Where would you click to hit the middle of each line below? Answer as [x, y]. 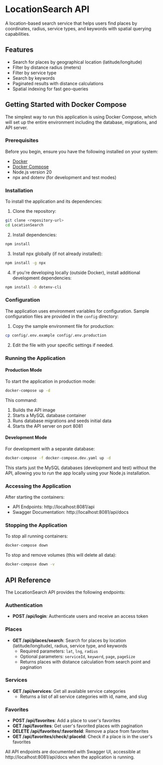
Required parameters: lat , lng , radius [59, 651]
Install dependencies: [35, 234]
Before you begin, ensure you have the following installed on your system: [82, 151]
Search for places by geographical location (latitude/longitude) [77, 62]
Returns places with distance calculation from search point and [85, 662]
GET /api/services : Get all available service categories [69, 691]
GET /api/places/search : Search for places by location [69, 640]
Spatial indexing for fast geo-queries [50, 89]
